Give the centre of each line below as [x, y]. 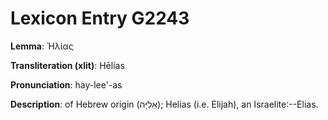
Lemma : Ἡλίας [42, 46]
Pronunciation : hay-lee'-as [66, 84]
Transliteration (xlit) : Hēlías [67, 65]
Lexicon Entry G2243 [100, 18]
